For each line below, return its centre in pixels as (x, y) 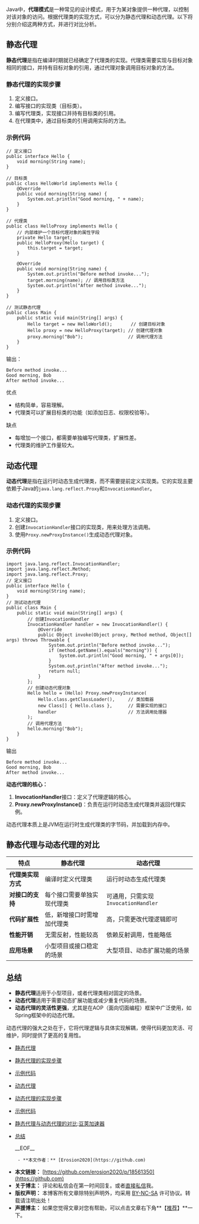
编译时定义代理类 (69, 879)
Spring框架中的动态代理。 (46, 1016)
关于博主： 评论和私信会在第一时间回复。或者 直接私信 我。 (86, 1186)
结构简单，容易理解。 (41, 405)
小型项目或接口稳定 (72, 945)
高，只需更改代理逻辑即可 (142, 919)
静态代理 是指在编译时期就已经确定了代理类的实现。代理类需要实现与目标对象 (99, 60)
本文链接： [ (29, 1172)
